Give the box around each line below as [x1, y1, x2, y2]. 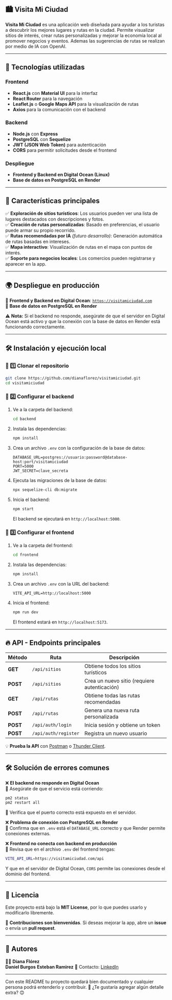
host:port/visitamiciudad [12, 459, 68, 465]
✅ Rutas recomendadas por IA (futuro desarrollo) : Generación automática [5, 232, 163, 238]
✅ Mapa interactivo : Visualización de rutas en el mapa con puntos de [5, 244, 153, 250]
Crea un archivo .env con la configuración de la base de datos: [12, 445, 146, 451]
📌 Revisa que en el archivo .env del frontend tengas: [5, 846, 116, 852]
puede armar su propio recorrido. [5, 227, 76, 233]
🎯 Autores [5, 945, 38, 953]
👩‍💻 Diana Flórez [5, 958, 40, 964]
